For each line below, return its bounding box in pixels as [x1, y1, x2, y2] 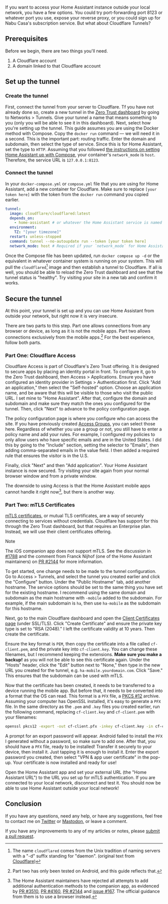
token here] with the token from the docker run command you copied [5, 191, 149, 197]
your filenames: [5, 714, 37, 720]
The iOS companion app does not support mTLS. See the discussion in [5, 548, 151, 554]
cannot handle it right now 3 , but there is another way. [5, 488, 115, 494]
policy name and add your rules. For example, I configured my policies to [5, 431, 155, 437]
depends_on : [9, 215, 35, 220]
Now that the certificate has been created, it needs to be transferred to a [5, 682, 155, 688]
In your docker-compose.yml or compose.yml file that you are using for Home [5, 180, 159, 186]
